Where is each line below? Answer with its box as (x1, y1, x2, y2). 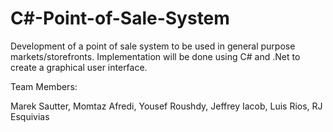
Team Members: (10, 80, 78, 92)
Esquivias (10, 110, 50, 122)
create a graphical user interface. (10, 61, 148, 73)
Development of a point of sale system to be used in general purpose (10, 40, 296, 52)
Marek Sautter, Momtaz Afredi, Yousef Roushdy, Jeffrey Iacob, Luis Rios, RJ (10, 100, 323, 112)
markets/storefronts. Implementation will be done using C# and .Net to (10, 50, 301, 62)
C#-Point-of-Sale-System (10, 7, 230, 30)
